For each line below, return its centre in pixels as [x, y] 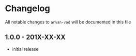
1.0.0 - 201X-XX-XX [35, 37]
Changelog [28, 9]
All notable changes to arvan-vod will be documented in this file [68, 22]
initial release [25, 49]
